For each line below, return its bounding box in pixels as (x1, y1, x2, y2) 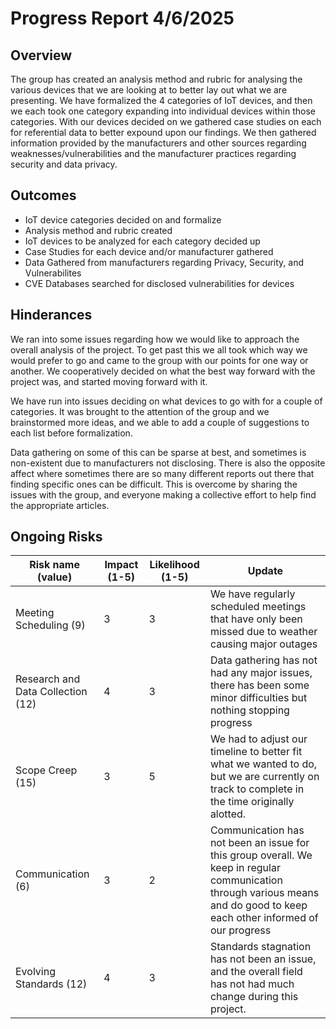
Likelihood (149, 558, 200, 572)
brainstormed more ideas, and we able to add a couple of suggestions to (10, 416, 310, 428)
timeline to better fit (209, 745, 303, 759)
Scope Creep (15, 763, 78, 777)
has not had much (209, 977, 295, 991)
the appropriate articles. (10, 499, 110, 511)
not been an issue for (209, 836, 310, 850)
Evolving (15, 965, 56, 979)
